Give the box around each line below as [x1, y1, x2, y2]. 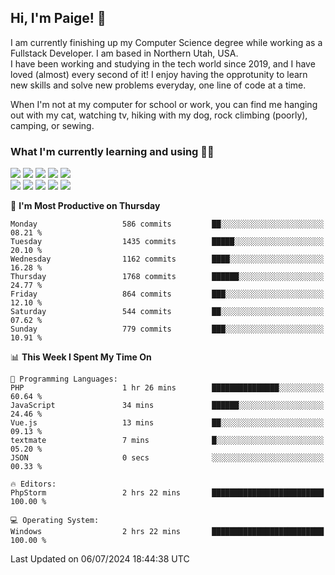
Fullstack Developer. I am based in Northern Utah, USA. [10, 47, 239, 59]
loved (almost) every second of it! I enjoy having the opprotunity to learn [10, 68, 308, 80]
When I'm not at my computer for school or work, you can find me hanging [10, 98, 318, 110]
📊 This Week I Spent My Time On [10, 351, 152, 363]
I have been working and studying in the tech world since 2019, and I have [10, 57, 316, 70]
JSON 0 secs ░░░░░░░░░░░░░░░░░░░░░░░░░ [10, 453, 325, 463]
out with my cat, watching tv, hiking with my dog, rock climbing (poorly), [10, 109, 308, 121]
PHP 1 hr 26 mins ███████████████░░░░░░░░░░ [10, 383, 325, 393]
